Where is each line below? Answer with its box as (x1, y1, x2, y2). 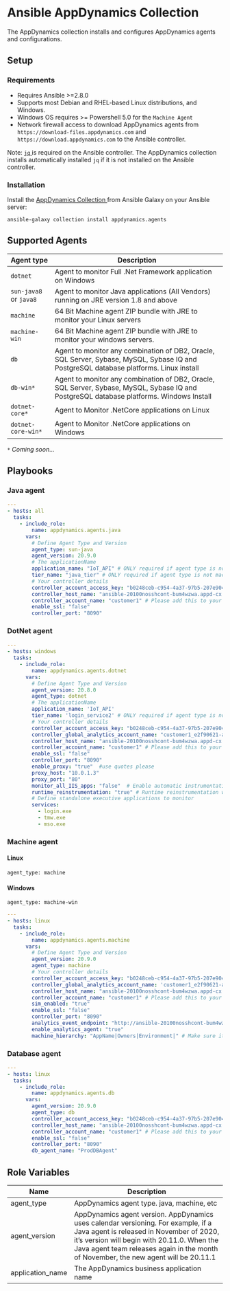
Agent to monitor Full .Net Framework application (54, 267, 212, 276)
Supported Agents (7, 235, 88, 247)
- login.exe (37, 808, 72, 815)
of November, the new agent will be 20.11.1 (74, 1253, 216, 1262)
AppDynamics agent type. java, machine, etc (74, 1198, 218, 1208)
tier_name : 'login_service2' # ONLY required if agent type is (31, 712, 216, 719)
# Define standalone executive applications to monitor (31, 795, 194, 802)
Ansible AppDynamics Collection (7, 5, 199, 21)
